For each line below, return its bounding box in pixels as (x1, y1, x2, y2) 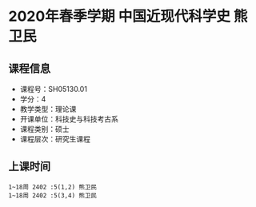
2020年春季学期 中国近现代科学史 (8, 7, 230, 26)
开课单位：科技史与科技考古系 (19, 114, 118, 124)
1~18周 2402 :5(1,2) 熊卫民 (8, 183, 98, 191)
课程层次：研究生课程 (19, 134, 90, 144)
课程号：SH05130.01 (19, 85, 88, 94)
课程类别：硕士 (19, 125, 70, 133)
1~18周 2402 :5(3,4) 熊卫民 (8, 191, 98, 200)
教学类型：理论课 (19, 105, 77, 113)
